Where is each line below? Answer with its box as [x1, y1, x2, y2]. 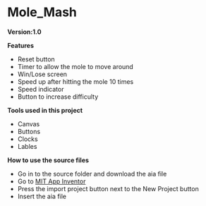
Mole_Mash [7, 4, 78, 20]
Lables [17, 142, 37, 150]
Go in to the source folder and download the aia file [17, 169, 167, 178]
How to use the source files [7, 156, 90, 164]
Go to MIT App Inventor [17, 177, 86, 186]
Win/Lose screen [17, 70, 68, 78]
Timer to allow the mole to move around [17, 62, 134, 71]
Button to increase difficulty [17, 92, 99, 101]
